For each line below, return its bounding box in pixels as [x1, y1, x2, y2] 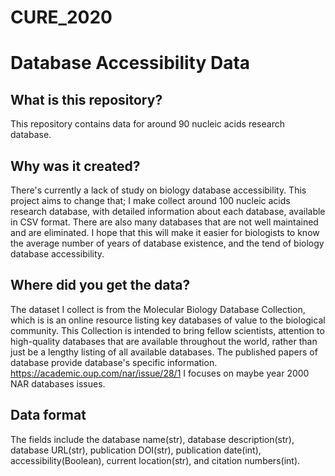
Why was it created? [10, 157, 141, 175]
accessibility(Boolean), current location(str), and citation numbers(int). [10, 454, 301, 466]
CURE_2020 [10, 6, 113, 29]
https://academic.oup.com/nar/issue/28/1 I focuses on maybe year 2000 [10, 367, 310, 379]
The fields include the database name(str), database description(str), [10, 433, 295, 445]
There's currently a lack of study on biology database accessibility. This [10, 184, 307, 196]
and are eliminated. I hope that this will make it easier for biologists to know [10, 227, 320, 238]
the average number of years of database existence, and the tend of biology [10, 237, 325, 249]
